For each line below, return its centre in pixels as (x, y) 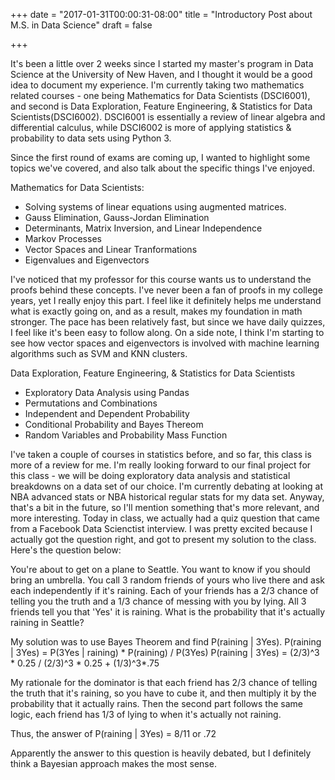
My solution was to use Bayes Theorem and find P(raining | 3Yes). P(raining (166, 642)
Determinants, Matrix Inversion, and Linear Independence (143, 228)
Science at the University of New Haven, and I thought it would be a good (161, 74)
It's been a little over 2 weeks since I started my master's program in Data (162, 63)
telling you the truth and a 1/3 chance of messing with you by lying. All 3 (158, 601)
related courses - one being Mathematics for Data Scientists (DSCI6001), (160, 95)
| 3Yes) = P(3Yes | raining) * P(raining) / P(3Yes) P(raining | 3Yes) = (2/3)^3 (165, 652)
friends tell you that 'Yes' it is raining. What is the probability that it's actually (168, 612)
